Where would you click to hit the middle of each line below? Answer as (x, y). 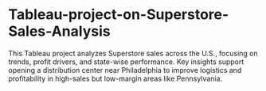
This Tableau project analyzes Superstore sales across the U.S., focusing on (133, 53)
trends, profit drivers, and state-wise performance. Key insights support (126, 62)
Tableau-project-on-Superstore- (119, 15)
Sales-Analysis (59, 31)
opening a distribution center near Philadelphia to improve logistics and (125, 70)
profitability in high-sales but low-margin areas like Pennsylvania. (115, 78)
